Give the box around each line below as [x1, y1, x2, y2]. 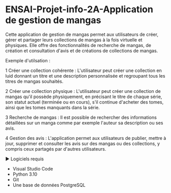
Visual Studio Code [12, 165, 54, 172]
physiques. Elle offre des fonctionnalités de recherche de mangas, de [5, 42, 152, 48]
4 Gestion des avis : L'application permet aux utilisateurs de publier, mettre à [5, 135, 166, 141]
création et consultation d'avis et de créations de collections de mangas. [5, 47, 158, 54]
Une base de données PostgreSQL [12, 182, 86, 188]
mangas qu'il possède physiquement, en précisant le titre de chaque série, [5, 93, 162, 100]
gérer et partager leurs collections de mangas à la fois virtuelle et [5, 37, 143, 43]
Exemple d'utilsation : [5, 57, 51, 63]
